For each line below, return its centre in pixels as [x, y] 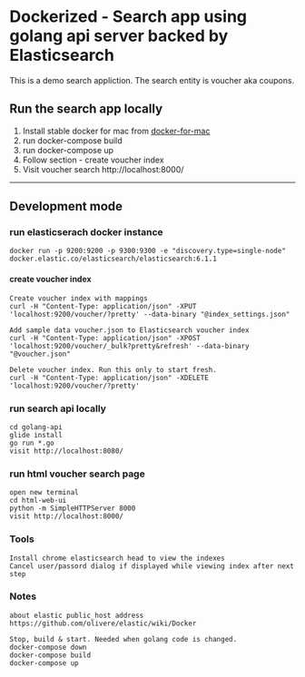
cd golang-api [36, 427]
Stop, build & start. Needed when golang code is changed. [123, 639]
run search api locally [58, 408]
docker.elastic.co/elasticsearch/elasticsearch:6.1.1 [113, 259]
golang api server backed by [119, 36]
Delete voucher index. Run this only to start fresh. [113, 369]
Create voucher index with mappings [79, 298]
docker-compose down [49, 647]
